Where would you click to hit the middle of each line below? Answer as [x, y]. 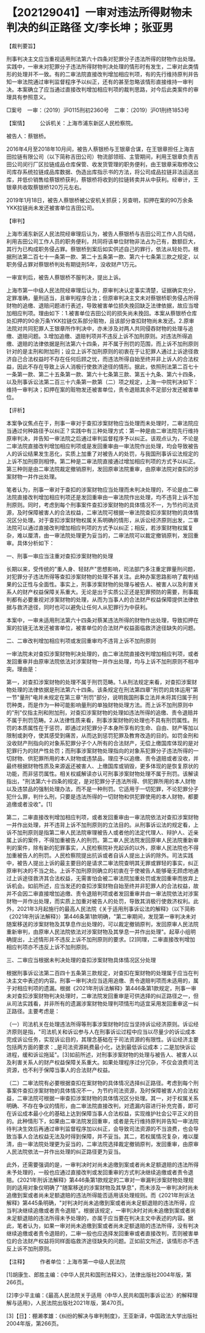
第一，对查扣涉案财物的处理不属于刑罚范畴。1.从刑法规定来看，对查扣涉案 [99, 682]
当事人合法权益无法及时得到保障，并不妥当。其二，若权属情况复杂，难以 [102, 1136]
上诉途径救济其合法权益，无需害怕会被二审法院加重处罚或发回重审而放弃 [102, 878]
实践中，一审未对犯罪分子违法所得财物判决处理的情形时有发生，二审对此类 [100, 66]
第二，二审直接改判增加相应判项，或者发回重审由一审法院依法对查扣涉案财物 [103, 817]
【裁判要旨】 [22, 46]
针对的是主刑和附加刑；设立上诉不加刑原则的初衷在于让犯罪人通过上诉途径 [100, 351]
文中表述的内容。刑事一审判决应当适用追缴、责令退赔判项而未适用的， [105, 981]
